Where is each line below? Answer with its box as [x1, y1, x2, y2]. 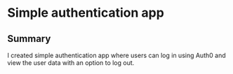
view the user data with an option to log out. [7, 59, 135, 67]
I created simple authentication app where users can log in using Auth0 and [7, 51, 226, 59]
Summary [7, 33, 51, 45]
